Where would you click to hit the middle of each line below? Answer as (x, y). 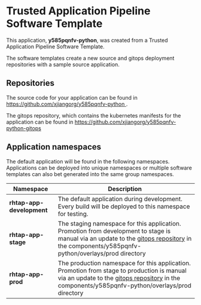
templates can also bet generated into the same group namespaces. (90, 174)
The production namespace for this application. (124, 263)
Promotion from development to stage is (114, 231)
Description (125, 189)
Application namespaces (54, 147)
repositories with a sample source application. (63, 64)
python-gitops (24, 128)
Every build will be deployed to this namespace (124, 206)
